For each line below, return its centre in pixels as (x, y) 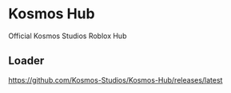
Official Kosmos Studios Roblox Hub (68, 36)
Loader (26, 61)
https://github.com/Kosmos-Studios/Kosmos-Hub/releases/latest (115, 79)
